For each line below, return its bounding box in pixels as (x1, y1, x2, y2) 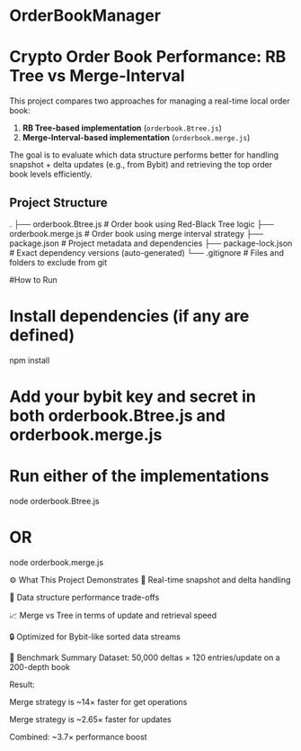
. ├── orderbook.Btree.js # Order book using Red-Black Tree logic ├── (9, 218, 274, 230)
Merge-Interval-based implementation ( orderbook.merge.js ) (22, 132, 251, 143)
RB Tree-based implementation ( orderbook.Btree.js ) (22, 122, 223, 133)
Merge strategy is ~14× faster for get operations (9, 696, 188, 707)
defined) (9, 325, 75, 346)
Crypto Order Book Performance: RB (9, 47, 287, 68)
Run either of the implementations (9, 466, 270, 486)
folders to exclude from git (9, 257, 108, 267)
